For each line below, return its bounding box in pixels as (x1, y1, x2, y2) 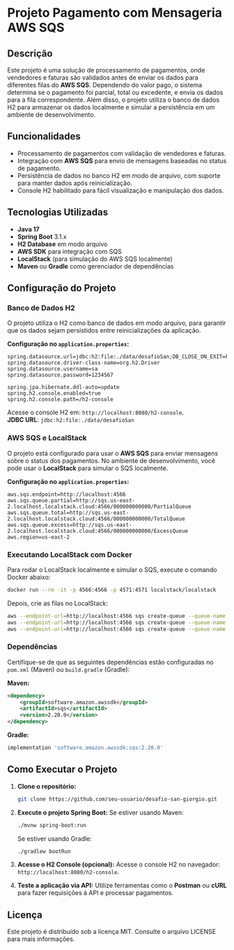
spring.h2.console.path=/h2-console (7, 396, 114, 403)
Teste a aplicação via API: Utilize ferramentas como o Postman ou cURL (17, 881, 227, 890)
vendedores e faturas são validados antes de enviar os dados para (7, 73, 198, 82)
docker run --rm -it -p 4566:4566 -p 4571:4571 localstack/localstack (7, 586, 217, 594)
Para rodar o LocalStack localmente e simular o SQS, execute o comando (7, 565, 217, 573)
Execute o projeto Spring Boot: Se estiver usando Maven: (17, 808, 185, 817)
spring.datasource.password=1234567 (7, 372, 114, 379)
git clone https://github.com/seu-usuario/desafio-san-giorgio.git (17, 795, 217, 803)
